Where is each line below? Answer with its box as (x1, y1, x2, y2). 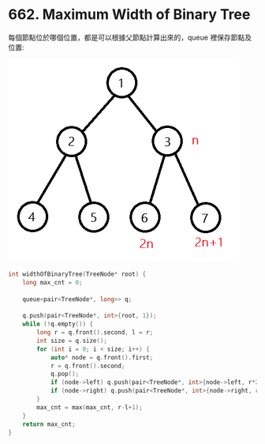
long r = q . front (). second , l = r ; (36, 329, 154, 337)
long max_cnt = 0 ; (22, 278, 83, 286)
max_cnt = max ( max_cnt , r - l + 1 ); (36, 403, 144, 412)
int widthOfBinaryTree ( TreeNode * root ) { (8, 270, 147, 278)
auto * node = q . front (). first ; (50, 353, 154, 361)
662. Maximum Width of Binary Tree (8, 6, 251, 24)
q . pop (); (50, 370, 80, 378)
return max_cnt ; (22, 420, 77, 428)
